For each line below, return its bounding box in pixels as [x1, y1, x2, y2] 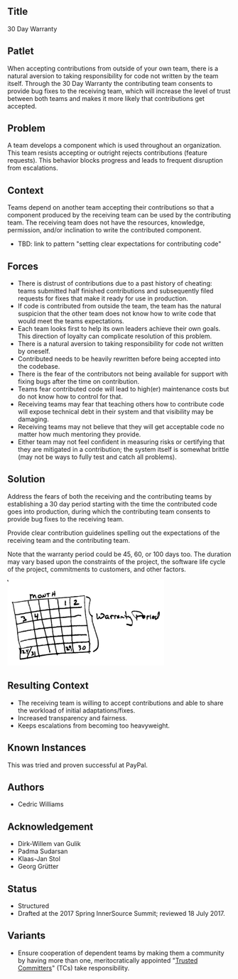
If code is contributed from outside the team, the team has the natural [17, 302, 222, 310]
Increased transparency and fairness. [17, 713, 128, 722]
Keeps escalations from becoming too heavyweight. [17, 721, 171, 730]
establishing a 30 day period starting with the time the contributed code [7, 499, 218, 508]
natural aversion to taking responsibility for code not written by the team [7, 71, 219, 80]
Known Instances [7, 742, 87, 754]
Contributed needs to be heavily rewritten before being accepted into [17, 355, 221, 363]
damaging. [17, 415, 50, 423]
